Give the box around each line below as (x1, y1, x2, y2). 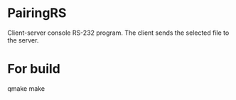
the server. (7, 35, 39, 44)
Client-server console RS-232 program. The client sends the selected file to (7, 28, 230, 37)
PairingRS (7, 5, 67, 21)
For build (7, 61, 60, 77)
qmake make (7, 84, 45, 93)
